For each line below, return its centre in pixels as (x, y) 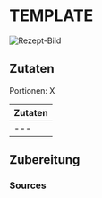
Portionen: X (32, 90)
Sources (28, 185)
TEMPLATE (51, 16)
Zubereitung (45, 160)
